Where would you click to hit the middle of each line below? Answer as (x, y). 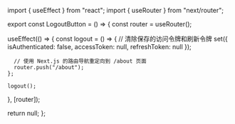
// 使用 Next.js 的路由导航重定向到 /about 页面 (80, 61)
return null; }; (27, 113)
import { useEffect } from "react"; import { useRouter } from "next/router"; (116, 10)
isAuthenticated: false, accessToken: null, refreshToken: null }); (100, 47)
